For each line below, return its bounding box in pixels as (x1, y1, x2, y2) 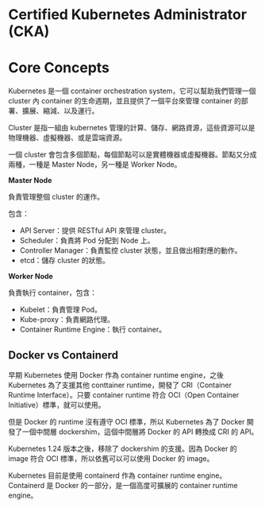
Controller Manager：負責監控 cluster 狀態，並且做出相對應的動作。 (19, 246, 242, 255)
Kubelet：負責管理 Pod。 (19, 304, 102, 315)
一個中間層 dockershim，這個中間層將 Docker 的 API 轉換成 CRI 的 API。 (21, 427, 259, 436)
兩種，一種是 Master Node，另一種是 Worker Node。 (8, 160, 182, 169)
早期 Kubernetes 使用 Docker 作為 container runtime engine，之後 (8, 370, 225, 379)
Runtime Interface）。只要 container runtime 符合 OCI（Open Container (8, 390, 240, 399)
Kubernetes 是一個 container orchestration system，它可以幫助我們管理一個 (8, 86, 256, 96)
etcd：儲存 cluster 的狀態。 (19, 256, 109, 266)
